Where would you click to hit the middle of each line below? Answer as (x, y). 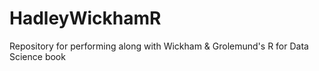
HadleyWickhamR (85, 18)
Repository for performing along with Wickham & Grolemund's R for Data (159, 46)
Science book (37, 56)
